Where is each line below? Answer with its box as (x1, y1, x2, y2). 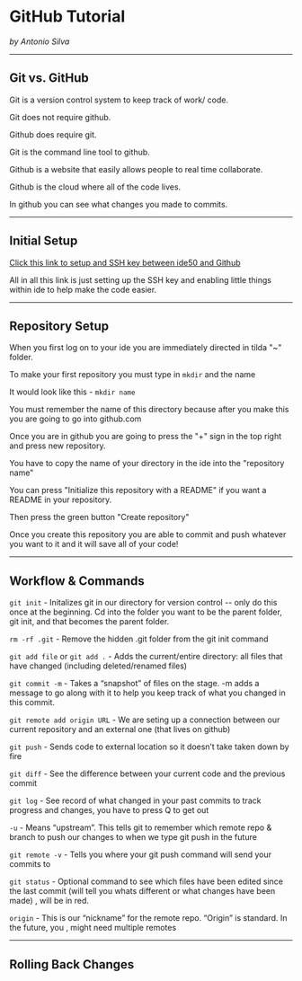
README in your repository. (9, 494, 112, 505)
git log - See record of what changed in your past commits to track (9, 795, 262, 806)
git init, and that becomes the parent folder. (9, 616, 170, 627)
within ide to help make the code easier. (9, 284, 157, 295)
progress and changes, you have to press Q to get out (9, 805, 209, 816)
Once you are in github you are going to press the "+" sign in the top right (9, 431, 282, 442)
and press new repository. (9, 440, 106, 451)
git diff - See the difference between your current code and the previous (9, 768, 286, 779)
